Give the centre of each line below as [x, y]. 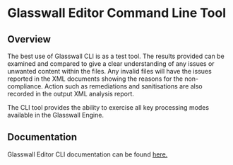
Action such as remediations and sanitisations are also [124, 86]
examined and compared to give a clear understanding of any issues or [111, 64]
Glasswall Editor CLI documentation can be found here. [88, 154]
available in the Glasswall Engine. [56, 115]
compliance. [25, 86]
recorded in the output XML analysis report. [71, 94]
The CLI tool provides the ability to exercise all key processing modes [108, 107]
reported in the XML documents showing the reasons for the [95, 79]
